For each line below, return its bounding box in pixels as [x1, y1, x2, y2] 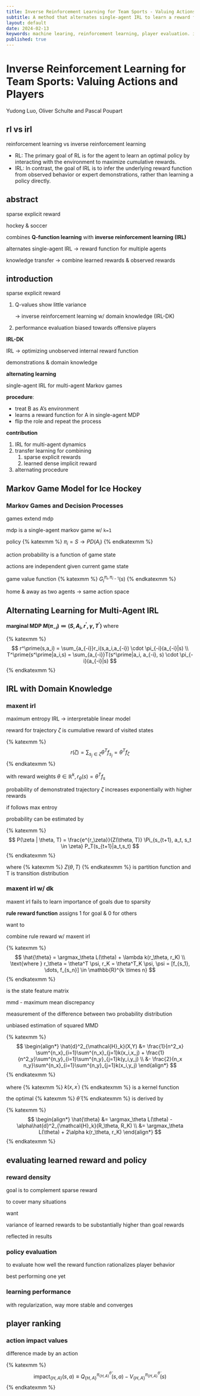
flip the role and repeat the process [14, 418, 102, 425]
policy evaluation [6, 1248, 57, 1256]
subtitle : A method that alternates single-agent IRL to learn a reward [6, 14, 190, 20]
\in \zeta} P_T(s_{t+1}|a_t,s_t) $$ [60, 842, 140, 850]
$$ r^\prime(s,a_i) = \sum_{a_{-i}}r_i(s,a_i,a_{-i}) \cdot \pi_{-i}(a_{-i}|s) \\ [11, 645, 189, 652]
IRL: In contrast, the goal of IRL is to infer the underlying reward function [14, 165, 192, 172]
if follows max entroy [6, 803, 58, 811]
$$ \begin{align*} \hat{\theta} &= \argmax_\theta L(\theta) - [27, 1116, 173, 1123]
